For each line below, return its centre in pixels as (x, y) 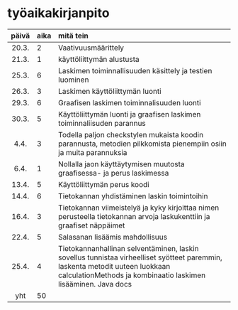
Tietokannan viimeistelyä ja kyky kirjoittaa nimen (138, 208)
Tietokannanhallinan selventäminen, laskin (128, 248)
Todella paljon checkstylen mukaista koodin (131, 134)
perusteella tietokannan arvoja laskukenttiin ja (134, 216)
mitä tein (73, 36)
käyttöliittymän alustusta (98, 59)
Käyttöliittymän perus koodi (104, 184)
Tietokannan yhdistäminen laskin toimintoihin (133, 196)
